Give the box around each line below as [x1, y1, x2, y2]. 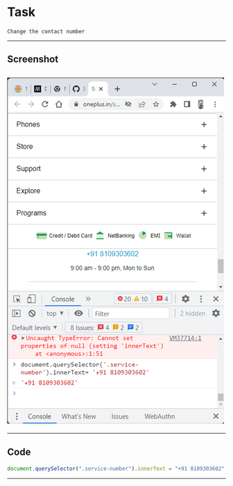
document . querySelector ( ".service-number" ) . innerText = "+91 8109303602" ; [7, 465, 228, 472]
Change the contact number [7, 28, 85, 35]
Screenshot [7, 54, 59, 65]
